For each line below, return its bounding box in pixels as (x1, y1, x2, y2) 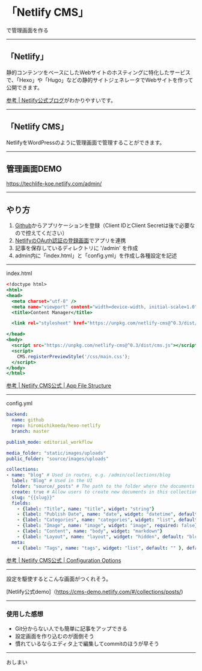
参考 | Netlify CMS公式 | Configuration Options (6, 556, 121, 564)
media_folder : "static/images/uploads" (6, 450, 106, 456)
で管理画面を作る (6, 27, 49, 34)
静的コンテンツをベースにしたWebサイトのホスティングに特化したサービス (6, 69, 191, 76)
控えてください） (25, 230, 68, 237)
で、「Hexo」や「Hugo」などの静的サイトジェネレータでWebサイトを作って (6, 76, 194, 83)
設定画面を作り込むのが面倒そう (14, 632, 94, 640)
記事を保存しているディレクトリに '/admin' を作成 (14, 245, 138, 252)
